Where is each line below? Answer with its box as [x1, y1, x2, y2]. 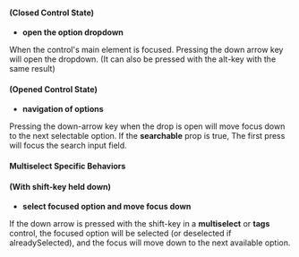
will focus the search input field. [9, 140, 127, 151]
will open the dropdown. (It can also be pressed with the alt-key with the [9, 54, 277, 64]
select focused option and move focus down [21, 201, 192, 212]
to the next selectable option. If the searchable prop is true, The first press [9, 131, 286, 141]
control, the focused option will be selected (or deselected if [9, 228, 232, 239]
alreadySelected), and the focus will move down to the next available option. [9, 237, 291, 248]
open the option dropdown [21, 27, 124, 38]
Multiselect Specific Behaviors [9, 161, 126, 171]
